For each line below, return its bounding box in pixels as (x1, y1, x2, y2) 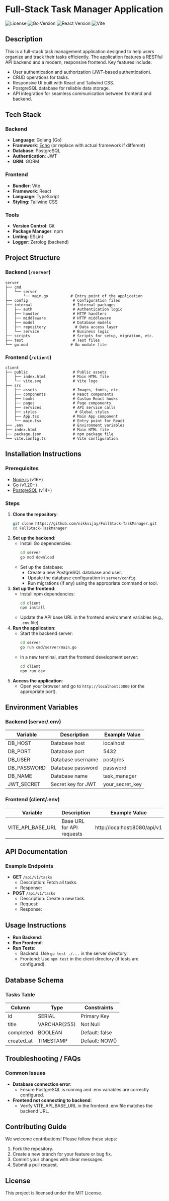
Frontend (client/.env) (5, 796, 60, 803)
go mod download (20, 555, 54, 560)
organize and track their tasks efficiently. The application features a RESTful (5, 54, 163, 60)
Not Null (80, 1021, 100, 1028)
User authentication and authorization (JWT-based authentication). (12, 69, 152, 75)
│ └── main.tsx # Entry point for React (5, 419, 125, 424)
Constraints (84, 1004, 114, 1011)
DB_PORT (8, 748, 31, 755)
